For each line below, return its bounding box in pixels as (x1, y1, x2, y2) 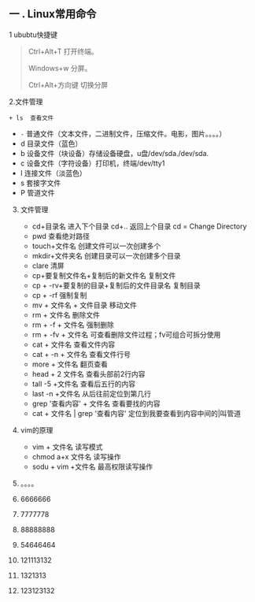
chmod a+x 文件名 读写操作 (31, 451, 121, 461)
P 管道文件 (20, 188, 55, 197)
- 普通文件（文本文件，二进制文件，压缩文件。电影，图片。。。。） (20, 128, 227, 138)
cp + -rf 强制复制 (31, 290, 87, 299)
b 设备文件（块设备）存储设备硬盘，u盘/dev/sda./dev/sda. (20, 148, 209, 158)
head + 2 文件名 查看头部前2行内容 (31, 369, 146, 378)
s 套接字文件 (20, 178, 61, 188)
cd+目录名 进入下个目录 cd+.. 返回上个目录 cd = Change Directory (31, 221, 247, 231)
